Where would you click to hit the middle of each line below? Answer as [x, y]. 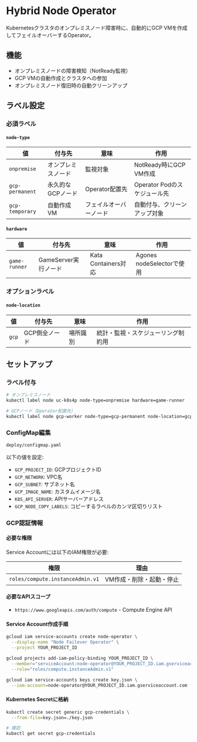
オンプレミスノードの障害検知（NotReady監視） [73, 70]
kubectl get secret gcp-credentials [51, 734]
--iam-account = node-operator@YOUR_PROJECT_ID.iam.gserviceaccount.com [99, 685]
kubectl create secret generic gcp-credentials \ [68, 712]
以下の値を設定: [25, 457]
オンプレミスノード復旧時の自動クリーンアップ [71, 85]
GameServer [56, 260]
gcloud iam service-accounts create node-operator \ [72, 637]
